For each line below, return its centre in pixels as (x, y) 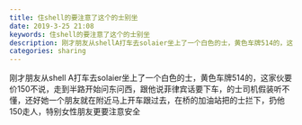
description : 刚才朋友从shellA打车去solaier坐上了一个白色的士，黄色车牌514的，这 (151, 43)
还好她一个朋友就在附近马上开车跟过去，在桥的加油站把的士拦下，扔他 (155, 101)
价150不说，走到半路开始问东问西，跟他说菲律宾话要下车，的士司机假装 (142, 89)
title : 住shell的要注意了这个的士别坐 (74, 18)
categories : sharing (48, 51)
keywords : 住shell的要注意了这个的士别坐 (80, 34)
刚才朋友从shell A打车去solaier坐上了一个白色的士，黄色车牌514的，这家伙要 (151, 78)
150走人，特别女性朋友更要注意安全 (75, 112)
